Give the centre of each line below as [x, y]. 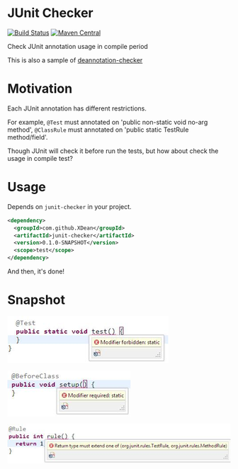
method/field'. [28, 137]
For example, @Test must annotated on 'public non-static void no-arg [108, 122]
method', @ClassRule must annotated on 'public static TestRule [98, 130]
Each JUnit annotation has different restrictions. [77, 108]
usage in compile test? [40, 158]
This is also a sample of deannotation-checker [75, 60]
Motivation [40, 89]
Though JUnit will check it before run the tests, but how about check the [113, 151]
